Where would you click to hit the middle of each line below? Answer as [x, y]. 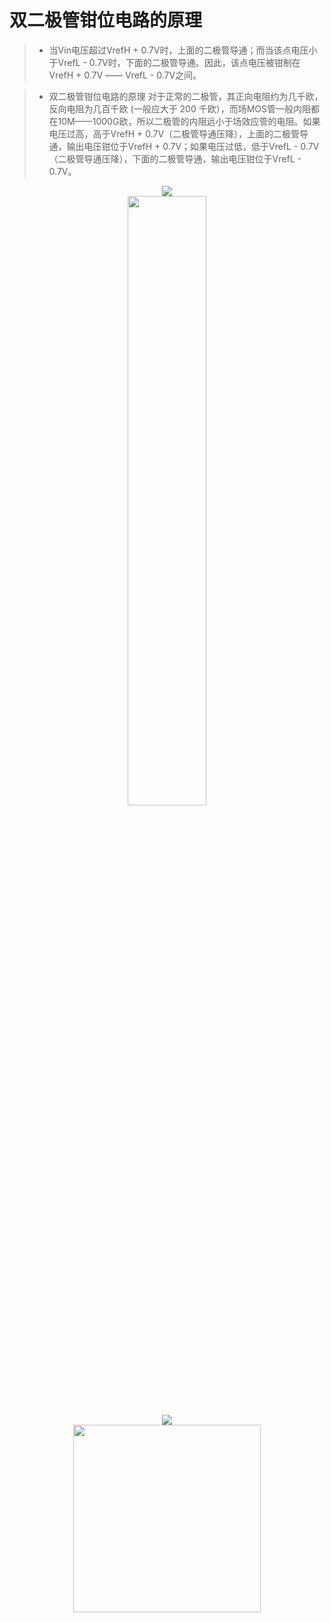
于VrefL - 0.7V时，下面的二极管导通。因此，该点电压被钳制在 [174, 62]
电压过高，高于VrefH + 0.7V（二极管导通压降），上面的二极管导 [178, 133]
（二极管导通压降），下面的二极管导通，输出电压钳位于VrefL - [175, 158]
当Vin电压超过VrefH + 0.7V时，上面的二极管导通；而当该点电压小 [183, 50]
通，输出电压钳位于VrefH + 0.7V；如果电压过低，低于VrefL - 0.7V [184, 146]
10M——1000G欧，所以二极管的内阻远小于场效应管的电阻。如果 [189, 121]
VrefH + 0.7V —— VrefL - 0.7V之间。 [125, 75]
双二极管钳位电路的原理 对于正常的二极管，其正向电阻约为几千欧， [186, 96]
